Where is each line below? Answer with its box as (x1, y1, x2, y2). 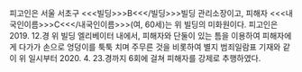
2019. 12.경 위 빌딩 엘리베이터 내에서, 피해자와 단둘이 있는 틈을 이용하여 (9, 31, 261, 40)
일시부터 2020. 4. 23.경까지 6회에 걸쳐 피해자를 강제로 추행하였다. (28, 53, 261, 63)
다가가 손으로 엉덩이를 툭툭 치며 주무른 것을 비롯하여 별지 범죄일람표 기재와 (18, 41, 281, 52)
